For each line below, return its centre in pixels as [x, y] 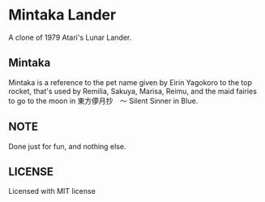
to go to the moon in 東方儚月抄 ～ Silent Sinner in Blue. [103, 101]
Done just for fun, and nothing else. [68, 146]
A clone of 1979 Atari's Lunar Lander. [70, 37]
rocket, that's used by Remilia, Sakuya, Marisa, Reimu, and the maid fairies [133, 91]
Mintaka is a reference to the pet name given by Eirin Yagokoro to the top [130, 82]
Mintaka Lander [62, 15]
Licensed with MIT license [52, 191]
